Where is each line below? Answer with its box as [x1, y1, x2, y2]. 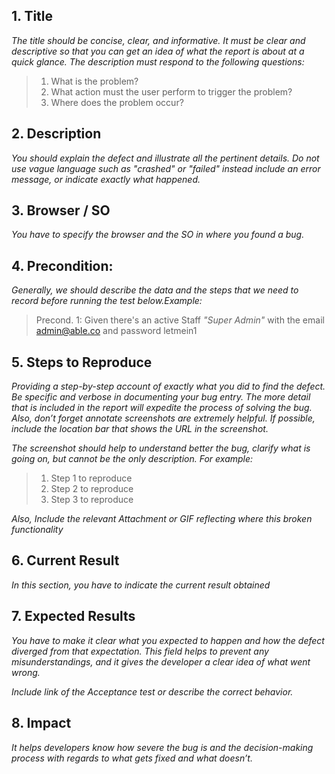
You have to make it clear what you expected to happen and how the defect [11, 634, 325, 646]
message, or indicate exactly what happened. [11, 173, 201, 185]
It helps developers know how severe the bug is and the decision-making [11, 741, 314, 753]
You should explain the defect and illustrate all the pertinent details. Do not [11, 152, 320, 164]
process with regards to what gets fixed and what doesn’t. [11, 752, 253, 764]
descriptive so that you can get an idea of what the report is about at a [11, 45, 305, 57]
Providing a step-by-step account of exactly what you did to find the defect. [11, 380, 326, 393]
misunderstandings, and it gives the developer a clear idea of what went [11, 655, 311, 668]
